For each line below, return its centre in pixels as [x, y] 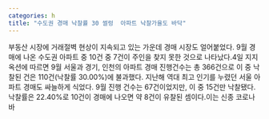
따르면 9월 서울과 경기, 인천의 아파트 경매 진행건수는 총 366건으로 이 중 [141, 67]
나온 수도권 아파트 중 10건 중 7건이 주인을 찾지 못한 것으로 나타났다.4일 [133, 57]
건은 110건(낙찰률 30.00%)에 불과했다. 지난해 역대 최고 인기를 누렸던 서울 [137, 77]
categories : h [32, 16]
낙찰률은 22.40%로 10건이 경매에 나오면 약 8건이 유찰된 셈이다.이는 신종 [121, 97]
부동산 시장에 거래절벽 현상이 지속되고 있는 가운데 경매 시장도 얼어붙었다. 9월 [128, 47]
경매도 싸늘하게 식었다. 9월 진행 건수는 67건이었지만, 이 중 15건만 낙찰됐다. [139, 87]
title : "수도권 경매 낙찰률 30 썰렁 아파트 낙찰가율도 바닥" [97, 23]
